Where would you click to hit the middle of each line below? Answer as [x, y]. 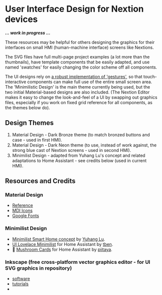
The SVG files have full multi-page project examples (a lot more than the [77, 56]
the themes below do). [27, 108]
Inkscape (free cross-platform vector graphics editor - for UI [78, 262]
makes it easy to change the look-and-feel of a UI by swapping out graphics [81, 97]
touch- [150, 76]
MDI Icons [22, 211]
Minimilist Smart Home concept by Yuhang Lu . [59, 239]
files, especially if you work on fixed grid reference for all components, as [79, 102]
